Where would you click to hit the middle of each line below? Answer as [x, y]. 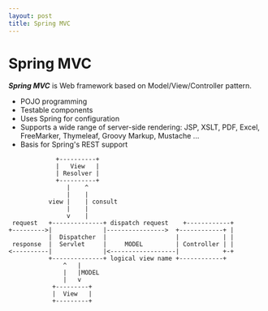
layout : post [30, 16]
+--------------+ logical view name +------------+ [138, 259]
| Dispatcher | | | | [141, 237]
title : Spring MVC [39, 23]
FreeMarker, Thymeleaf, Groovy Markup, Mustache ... [110, 136]
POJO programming [54, 101]
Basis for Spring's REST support [74, 145]
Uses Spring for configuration [70, 119]
